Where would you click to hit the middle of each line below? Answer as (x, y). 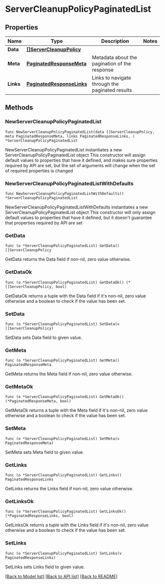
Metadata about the (114, 57)
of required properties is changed (39, 171)
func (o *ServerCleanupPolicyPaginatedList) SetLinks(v (63, 553)
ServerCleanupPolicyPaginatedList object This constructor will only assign (80, 212)
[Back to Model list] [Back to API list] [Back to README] (61, 576)
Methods (19, 108)
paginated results (112, 90)
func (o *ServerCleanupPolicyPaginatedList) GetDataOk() (65, 282)
